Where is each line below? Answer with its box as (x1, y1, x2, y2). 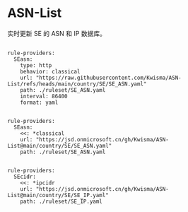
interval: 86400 (20, 93, 69, 100)
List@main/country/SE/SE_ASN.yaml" (7, 142, 112, 149)
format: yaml (20, 99, 59, 106)
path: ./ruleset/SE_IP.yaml (20, 198, 102, 205)
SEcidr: (13, 173, 37, 180)
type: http (20, 61, 52, 69)
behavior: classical (20, 68, 81, 75)
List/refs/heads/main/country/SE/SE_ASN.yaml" (7, 80, 147, 88)
